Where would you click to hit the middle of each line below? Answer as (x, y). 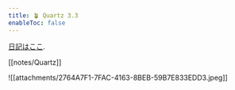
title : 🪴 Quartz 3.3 (43, 15)
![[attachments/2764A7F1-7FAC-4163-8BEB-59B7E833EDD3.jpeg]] (118, 77)
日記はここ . (27, 46)
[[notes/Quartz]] (35, 62)
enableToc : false (37, 23)
